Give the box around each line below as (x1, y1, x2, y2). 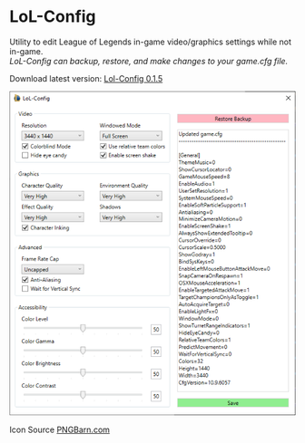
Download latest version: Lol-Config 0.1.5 (9, 72, 163, 83)
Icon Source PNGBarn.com (9, 424, 111, 436)
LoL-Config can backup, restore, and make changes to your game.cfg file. (9, 55, 289, 66)
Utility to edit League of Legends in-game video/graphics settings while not (9, 36, 292, 47)
